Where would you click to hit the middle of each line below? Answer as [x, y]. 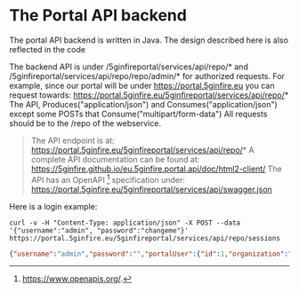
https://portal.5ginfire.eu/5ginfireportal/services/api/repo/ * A [143, 150]
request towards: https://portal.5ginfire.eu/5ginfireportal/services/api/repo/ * [149, 95]
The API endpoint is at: [73, 140]
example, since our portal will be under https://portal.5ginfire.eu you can [142, 85]
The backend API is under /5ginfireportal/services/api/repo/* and [129, 67]
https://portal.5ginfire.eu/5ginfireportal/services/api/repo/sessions [145, 238]
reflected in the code [48, 49]
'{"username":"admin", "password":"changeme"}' [99, 230]
